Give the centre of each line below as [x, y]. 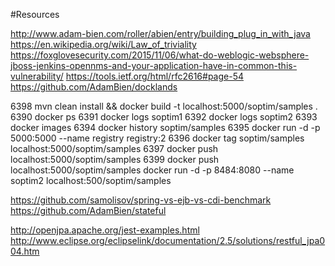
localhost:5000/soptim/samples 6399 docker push [115, 159]
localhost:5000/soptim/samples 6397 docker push [114, 148]
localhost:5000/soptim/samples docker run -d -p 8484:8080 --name [152, 170]
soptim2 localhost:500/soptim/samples [91, 180]
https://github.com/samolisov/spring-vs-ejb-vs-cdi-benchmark [141, 200]
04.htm [25, 251]
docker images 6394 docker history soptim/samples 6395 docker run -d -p [165, 127]
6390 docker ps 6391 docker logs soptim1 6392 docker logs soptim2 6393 [164, 117]
